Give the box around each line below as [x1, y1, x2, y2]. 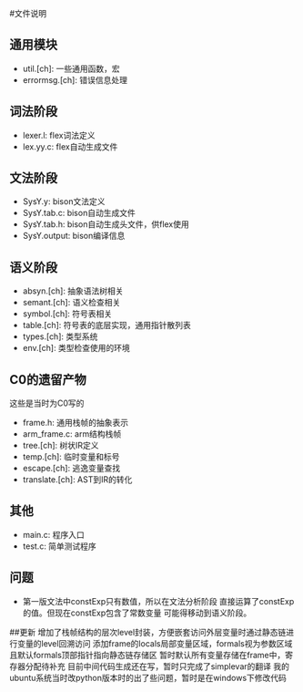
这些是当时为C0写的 [9, 398, 85, 408]
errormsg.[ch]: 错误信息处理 [22, 74, 127, 85]
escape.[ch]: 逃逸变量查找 [22, 463, 121, 474]
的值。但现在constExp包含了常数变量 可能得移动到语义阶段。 [22, 607, 252, 618]
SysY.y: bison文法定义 [22, 196, 106, 207]
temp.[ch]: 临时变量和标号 [22, 451, 120, 462]
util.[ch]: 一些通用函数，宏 [22, 63, 120, 74]
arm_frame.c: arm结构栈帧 [22, 429, 122, 439]
